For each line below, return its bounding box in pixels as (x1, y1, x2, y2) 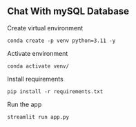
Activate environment (7, 49, 68, 57)
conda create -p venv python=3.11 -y (7, 37, 116, 44)
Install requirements (7, 75, 64, 83)
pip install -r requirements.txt (7, 88, 104, 95)
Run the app (7, 100, 42, 108)
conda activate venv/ (7, 62, 70, 70)
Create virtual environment (7, 23, 84, 32)
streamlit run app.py (7, 113, 70, 120)
